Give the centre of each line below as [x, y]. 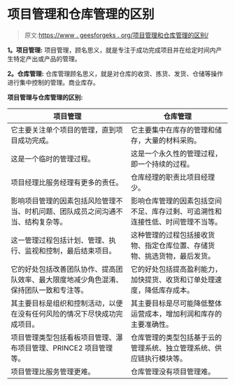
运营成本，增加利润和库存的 [176, 314]
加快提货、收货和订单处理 [173, 280]
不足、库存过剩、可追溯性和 [176, 211]
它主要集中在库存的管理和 [173, 130]
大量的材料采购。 [173, 140]
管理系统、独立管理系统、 [173, 347]
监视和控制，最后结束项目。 [71, 251]
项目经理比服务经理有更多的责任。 [67, 182]
